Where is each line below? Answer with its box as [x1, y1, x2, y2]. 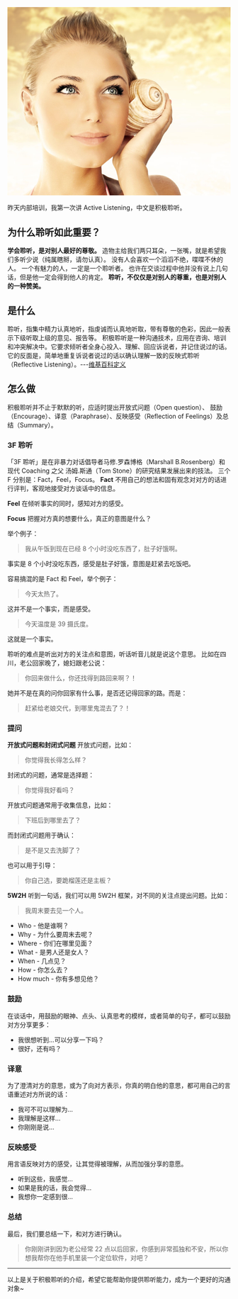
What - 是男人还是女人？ [17, 948, 90, 957]
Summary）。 [19, 420, 58, 429]
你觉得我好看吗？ [24, 786, 75, 794]
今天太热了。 [24, 590, 62, 598]
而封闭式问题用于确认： [7, 831, 76, 840]
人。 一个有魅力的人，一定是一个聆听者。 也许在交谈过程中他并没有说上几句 [7, 264, 228, 273]
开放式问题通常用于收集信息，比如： [7, 801, 113, 809]
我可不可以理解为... [17, 1106, 73, 1113]
